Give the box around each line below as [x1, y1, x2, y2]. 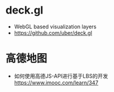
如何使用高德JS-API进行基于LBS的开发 [14, 72, 109, 80]
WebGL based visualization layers [14, 23, 97, 30]
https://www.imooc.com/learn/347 [14, 79, 99, 86]
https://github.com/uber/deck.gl [14, 29, 93, 36]
